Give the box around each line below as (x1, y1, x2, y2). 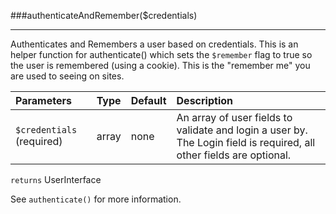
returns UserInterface (10, 174, 102, 185)
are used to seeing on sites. (10, 70, 125, 82)
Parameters (15, 94, 72, 107)
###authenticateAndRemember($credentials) (10, 10, 198, 21)
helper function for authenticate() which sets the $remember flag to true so (10, 49, 313, 60)
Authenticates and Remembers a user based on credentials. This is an (10, 38, 299, 50)
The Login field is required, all (176, 136, 316, 149)
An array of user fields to (176, 111, 293, 124)
